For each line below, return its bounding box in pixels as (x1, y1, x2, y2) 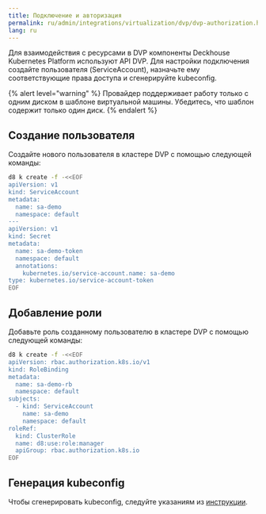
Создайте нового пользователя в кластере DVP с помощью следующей (8, 150, 252, 159)
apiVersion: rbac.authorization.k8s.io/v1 (8, 358, 150, 366)
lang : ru (8, 26, 37, 34)
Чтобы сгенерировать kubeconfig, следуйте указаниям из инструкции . (8, 497, 248, 506)
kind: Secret (8, 232, 51, 240)
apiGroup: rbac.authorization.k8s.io (15, 447, 140, 455)
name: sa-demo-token (15, 247, 83, 255)
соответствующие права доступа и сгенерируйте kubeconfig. (8, 73, 218, 83)
